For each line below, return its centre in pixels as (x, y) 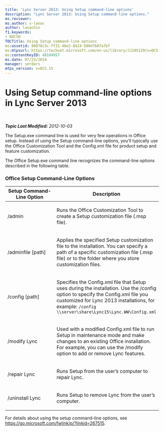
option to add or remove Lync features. (101, 353)
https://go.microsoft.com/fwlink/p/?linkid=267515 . (55, 423)
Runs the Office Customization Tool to (100, 210)
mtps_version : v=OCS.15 (29, 69)
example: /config (76, 307)
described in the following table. (37, 165)
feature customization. (28, 151)
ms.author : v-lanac (25, 23)
